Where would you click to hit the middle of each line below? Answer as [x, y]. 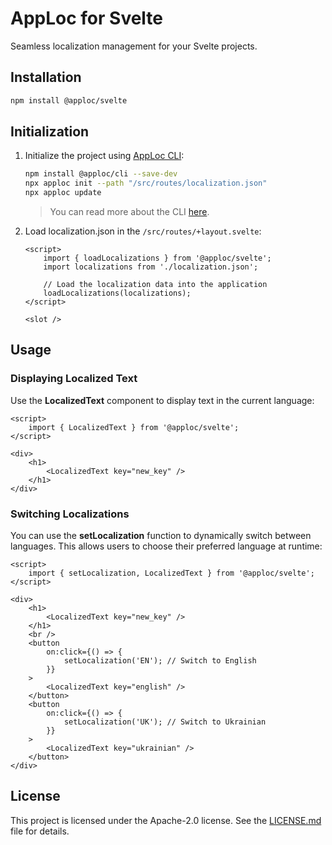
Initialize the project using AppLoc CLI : [104, 156]
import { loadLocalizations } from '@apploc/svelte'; [157, 258]
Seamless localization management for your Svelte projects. [134, 46]
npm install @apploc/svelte [69, 100]
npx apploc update [63, 193]
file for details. [40, 831]
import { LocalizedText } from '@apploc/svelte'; [134, 427]
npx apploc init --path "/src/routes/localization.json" [146, 183]
